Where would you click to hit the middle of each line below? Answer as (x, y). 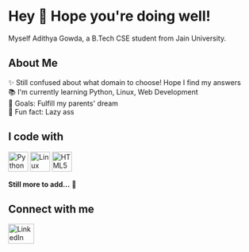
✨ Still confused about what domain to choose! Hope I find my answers (125, 82)
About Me (33, 63)
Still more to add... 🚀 (42, 184)
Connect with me (52, 209)
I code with (36, 137)
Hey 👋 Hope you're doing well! (110, 16)
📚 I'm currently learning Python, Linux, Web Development (103, 91)
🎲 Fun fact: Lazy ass (41, 111)
